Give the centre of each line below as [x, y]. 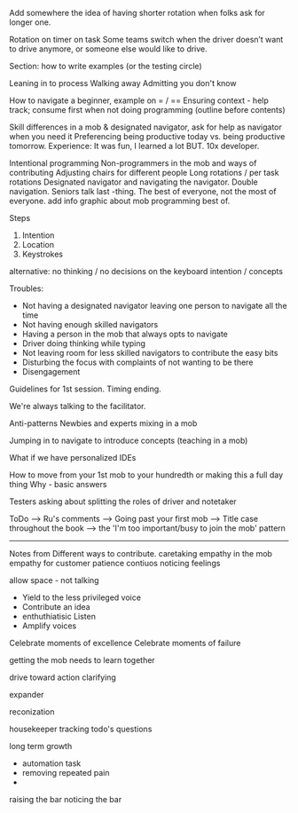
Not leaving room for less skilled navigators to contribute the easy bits [150, 353]
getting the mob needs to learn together [82, 660]
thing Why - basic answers [58, 484]
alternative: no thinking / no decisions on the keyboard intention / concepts [146, 271]
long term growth [41, 746]
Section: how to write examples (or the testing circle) [106, 66]
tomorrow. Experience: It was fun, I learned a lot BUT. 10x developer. [134, 146]
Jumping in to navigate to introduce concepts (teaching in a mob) [129, 440]
